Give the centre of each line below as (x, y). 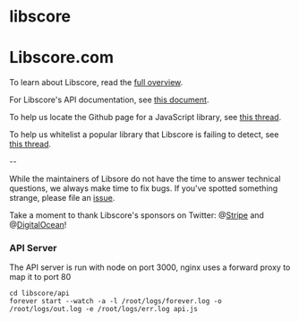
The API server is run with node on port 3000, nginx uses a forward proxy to (150, 267)
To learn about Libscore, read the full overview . (96, 83)
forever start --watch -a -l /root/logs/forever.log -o (115, 301)
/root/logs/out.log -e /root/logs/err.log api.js (104, 309)
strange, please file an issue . (62, 198)
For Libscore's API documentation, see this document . (109, 100)
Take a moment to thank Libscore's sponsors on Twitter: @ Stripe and (137, 215)
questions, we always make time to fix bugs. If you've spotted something (144, 188)
